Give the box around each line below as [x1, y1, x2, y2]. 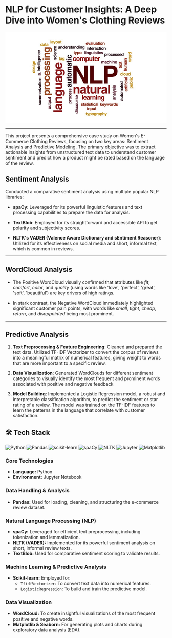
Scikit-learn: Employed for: [12, 575, 71, 581]
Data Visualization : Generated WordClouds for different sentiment [12, 370, 154, 376]
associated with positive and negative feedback [12, 381, 114, 387]
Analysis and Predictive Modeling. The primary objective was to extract [5, 144, 156, 150]
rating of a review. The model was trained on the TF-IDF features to [12, 402, 155, 408]
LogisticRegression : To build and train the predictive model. [20, 586, 147, 592]
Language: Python [12, 469, 53, 475]
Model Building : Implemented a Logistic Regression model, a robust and [12, 391, 165, 397]
